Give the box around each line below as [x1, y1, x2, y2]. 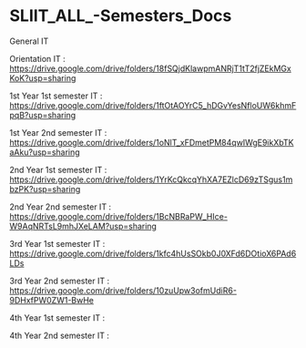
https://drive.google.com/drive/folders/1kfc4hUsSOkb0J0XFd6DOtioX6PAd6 [9, 248, 297, 259]
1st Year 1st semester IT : [9, 90, 103, 101]
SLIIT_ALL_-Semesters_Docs [9, 5, 232, 26]
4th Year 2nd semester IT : [9, 330, 109, 341]
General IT [9, 36, 49, 46]
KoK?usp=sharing [9, 72, 76, 83]
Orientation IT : [9, 53, 66, 64]
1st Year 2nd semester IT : [9, 127, 107, 138]
